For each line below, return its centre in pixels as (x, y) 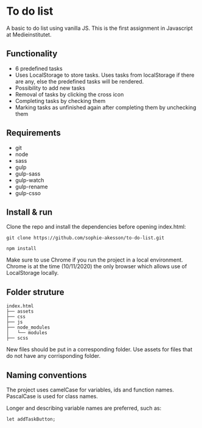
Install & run (30, 212)
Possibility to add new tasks (50, 88)
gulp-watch (30, 180)
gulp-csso (28, 193)
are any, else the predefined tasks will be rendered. (79, 81)
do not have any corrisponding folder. (54, 356)
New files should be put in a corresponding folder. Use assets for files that (99, 349)
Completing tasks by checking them (60, 101)
